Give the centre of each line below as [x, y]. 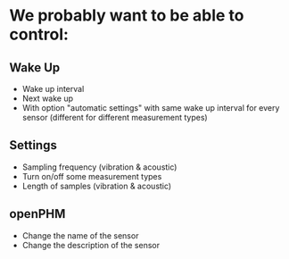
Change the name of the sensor [80, 235]
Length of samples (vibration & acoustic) [97, 186]
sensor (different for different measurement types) [115, 117]
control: [39, 34]
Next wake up [48, 98]
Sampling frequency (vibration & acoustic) [99, 167]
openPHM [37, 214]
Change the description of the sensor [91, 245]
